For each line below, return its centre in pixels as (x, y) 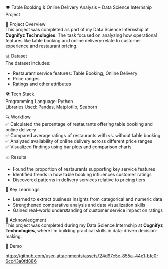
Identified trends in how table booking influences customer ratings (82, 174)
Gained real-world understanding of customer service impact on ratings (88, 210)
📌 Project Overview (25, 24)
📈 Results (16, 157)
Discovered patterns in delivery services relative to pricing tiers (79, 180)
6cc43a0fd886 (21, 261)
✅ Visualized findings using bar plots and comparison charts (69, 147)
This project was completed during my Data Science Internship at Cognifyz (84, 225)
